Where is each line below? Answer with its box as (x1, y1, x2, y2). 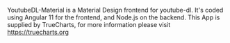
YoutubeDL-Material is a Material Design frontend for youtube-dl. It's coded (7, 6, 224, 14)
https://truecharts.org (7, 28, 69, 36)
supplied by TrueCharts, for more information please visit (7, 21, 171, 28)
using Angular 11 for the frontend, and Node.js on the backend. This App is (7, 13, 220, 21)
